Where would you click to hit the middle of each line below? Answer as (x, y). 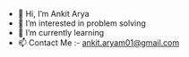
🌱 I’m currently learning (61, 33)
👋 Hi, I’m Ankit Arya (53, 14)
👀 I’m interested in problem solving (82, 23)
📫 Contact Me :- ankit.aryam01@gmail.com (99, 43)
